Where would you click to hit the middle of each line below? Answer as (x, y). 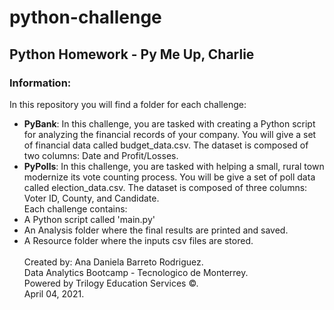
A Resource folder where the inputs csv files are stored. (138, 240)
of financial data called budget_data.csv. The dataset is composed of (166, 145)
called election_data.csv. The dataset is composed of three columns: (165, 187)
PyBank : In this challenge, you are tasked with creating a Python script (169, 123)
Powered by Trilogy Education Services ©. (111, 283)
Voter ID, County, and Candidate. (91, 198)
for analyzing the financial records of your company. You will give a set (170, 134)
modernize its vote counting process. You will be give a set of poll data (169, 177)
